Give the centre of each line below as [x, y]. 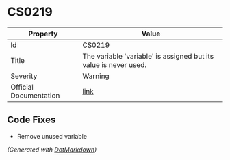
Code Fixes [31, 120]
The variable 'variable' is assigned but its [148, 56]
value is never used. [114, 64]
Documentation [35, 95]
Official [22, 87]
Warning [95, 76]
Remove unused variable [52, 136]
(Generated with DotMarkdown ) [52, 149]
